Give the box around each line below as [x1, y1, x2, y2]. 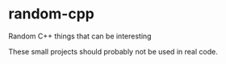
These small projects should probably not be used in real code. [8, 46, 218, 56]
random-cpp [8, 5, 94, 23]
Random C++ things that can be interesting [8, 31, 152, 41]
